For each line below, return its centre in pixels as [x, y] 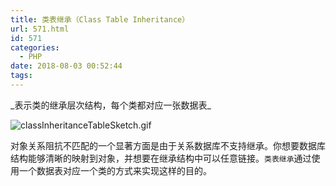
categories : [35, 47]
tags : [21, 76]
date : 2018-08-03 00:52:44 [66, 66]
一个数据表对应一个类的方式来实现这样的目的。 [115, 170]
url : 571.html [40, 29]
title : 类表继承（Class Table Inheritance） [100, 19]
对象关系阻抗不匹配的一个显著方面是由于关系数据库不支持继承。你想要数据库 [168, 145]
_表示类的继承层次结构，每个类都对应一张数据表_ [111, 105]
